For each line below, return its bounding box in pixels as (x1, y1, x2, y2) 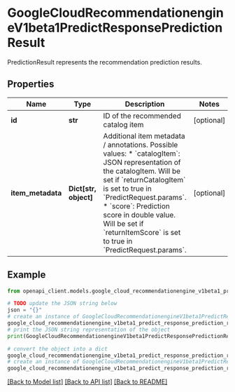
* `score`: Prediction (103, 201, 170, 211)
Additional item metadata (103, 131, 185, 141)
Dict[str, (69, 184, 97, 194)
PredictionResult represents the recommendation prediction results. (7, 58, 203, 66)
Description (124, 99, 165, 109)
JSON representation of (103, 157, 181, 167)
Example (7, 269, 46, 281)
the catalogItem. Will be (103, 166, 180, 176)
